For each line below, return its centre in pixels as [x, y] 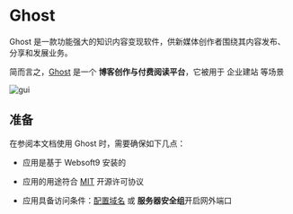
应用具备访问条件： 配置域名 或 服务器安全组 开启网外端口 [127, 200]
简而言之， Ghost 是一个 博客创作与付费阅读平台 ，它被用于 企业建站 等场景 [147, 72]
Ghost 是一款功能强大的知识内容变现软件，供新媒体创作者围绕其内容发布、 [147, 41]
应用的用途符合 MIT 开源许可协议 [83, 181]
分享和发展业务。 [41, 52]
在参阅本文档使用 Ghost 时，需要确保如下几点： [98, 143]
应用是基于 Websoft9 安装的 [74, 162]
